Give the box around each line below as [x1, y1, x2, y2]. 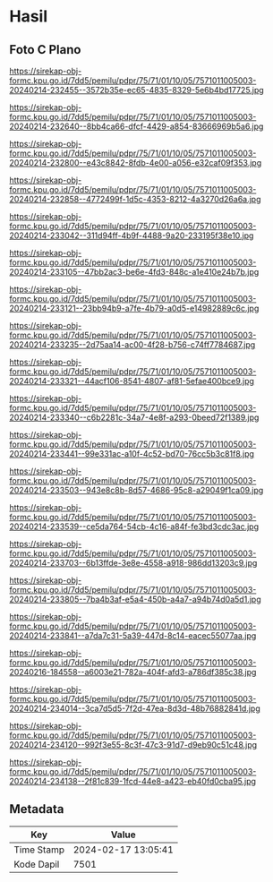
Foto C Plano [9, 42, 81, 57]
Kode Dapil [13, 858, 60, 870]
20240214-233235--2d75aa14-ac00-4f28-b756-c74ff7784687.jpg [9, 339, 256, 350]
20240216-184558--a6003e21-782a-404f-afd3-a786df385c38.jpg [9, 667, 257, 677]
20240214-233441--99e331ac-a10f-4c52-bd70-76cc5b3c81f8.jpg [9, 449, 255, 458]
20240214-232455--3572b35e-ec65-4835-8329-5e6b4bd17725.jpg [9, 85, 264, 95]
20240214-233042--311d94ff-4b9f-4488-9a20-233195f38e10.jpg [9, 230, 254, 241]
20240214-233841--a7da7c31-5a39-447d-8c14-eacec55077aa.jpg [9, 630, 257, 641]
